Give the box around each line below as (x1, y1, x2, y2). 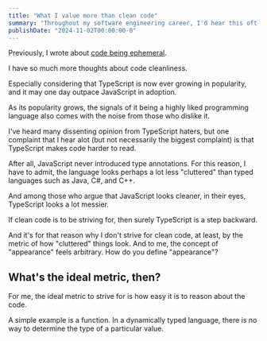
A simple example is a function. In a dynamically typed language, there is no (8, 316, 257, 325)
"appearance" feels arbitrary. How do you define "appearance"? (8, 247, 219, 257)
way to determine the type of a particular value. (8, 324, 164, 334)
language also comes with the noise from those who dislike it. (8, 111, 211, 121)
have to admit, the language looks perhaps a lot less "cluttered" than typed (8, 168, 254, 177)
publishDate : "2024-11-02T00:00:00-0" (8, 26, 137, 34)
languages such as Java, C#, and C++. (8, 176, 136, 185)
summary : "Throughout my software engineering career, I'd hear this (8, 19, 244, 27)
